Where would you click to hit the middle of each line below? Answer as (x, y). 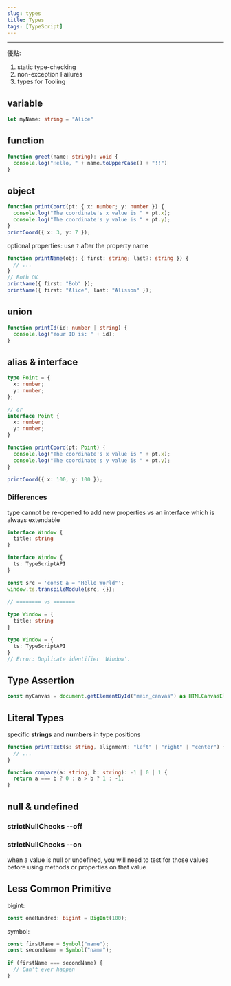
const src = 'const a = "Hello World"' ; (66, 583)
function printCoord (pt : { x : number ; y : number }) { (86, 207)
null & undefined (43, 806)
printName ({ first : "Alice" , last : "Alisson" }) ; (80, 290)
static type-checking (46, 67)
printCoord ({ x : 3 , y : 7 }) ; (49, 232)
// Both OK (23, 278)
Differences (27, 497)
